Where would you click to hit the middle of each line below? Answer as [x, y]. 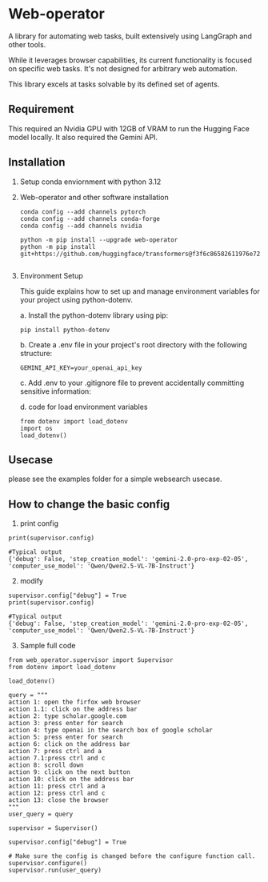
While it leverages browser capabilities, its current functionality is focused [130, 60]
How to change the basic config [89, 504]
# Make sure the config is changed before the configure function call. [132, 856]
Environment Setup [52, 275]
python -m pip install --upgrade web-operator [99, 240]
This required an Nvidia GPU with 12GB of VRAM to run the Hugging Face [129, 128]
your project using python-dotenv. [76, 299]
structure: [36, 353]
